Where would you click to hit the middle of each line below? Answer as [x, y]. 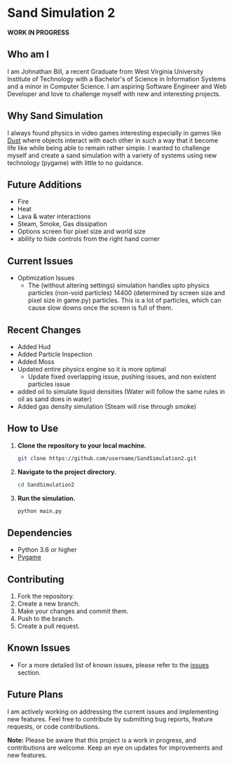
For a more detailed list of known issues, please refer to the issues [113, 665]
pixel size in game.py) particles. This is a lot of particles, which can [125, 301]
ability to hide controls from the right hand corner [89, 239]
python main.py [40, 511]
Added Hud [34, 347]
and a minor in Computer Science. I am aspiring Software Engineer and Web [117, 86]
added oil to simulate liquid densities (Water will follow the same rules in [121, 392]
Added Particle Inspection [55, 354]
